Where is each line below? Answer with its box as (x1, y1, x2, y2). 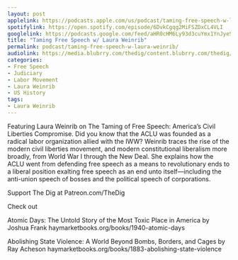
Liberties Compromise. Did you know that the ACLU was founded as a (7, 129, 211, 138)
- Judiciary (7, 69, 42, 77)
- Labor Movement (7, 76, 59, 84)
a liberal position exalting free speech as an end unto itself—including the (7, 167, 222, 176)
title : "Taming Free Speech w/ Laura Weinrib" (7, 37, 147, 44)
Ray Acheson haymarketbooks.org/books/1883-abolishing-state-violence (7, 244, 222, 253)
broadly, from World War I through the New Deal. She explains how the (7, 152, 214, 160)
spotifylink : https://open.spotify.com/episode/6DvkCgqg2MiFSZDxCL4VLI (7, 23, 223, 30)
